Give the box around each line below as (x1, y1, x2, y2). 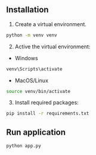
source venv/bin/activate (6, 88, 70, 94)
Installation (6, 5, 49, 15)
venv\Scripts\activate (6, 66, 63, 72)
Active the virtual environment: (14, 43, 91, 50)
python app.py (6, 143, 42, 149)
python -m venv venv (6, 32, 58, 38)
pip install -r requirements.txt (6, 110, 89, 117)
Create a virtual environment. (14, 20, 86, 27)
